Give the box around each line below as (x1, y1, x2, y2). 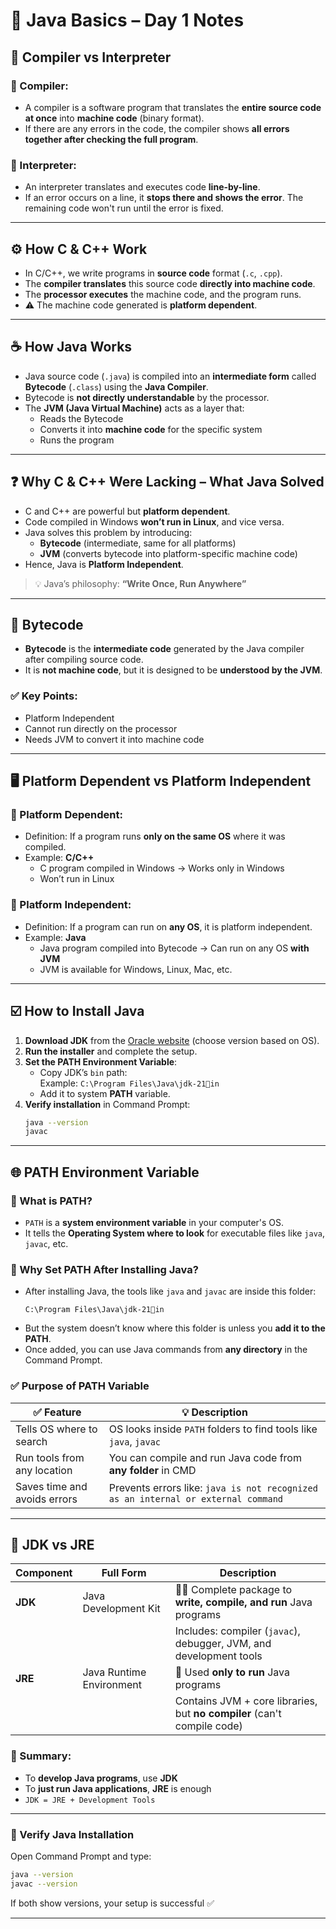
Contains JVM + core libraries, (174, 1694, 318, 1708)
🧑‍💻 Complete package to (174, 1583, 293, 1597)
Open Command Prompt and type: (10, 1850, 152, 1862)
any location (15, 1463, 73, 1477)
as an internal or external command (108, 1493, 284, 1504)
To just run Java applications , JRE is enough (24, 1782, 212, 1794)
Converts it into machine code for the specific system (39, 423, 263, 435)
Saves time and (15, 1479, 88, 1493)
